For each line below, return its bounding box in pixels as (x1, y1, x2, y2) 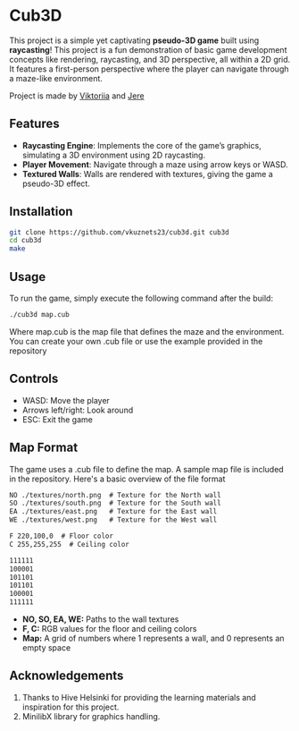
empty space (21, 642, 71, 653)
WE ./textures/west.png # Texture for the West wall (9, 515, 218, 524)
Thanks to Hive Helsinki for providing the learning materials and (21, 692, 256, 702)
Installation (9, 204, 73, 219)
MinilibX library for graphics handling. (21, 710, 161, 721)
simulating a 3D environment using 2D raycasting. (21, 149, 206, 160)
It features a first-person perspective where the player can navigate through (9, 64, 289, 74)
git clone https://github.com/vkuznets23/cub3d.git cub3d (9, 227, 229, 237)
